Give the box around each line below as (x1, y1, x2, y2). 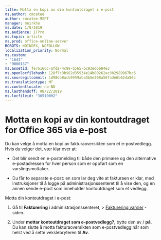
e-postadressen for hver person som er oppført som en (12, 160, 124, 166)
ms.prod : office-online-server (5, 39, 69, 44)
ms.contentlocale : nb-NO (5, 84, 55, 89)
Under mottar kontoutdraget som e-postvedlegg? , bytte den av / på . (12, 219, 152, 225)
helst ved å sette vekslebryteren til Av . (12, 230, 89, 236)
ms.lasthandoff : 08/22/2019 (5, 89, 62, 94)
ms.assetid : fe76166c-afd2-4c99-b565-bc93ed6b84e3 (5, 66, 110, 71)
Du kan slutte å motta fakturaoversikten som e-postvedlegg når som (12, 224, 149, 230)
